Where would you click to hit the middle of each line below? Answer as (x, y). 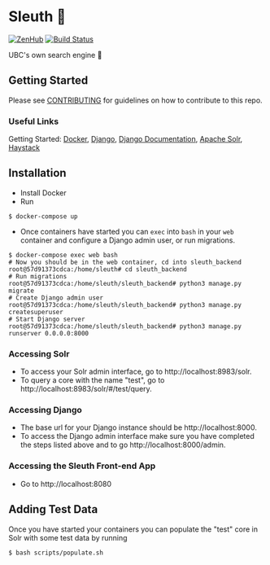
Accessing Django (46, 410)
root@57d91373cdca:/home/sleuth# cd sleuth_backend (98, 269)
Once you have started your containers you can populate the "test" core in (133, 529)
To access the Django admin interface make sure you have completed (137, 436)
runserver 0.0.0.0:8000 (49, 333)
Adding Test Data (53, 509)
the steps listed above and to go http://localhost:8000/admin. (123, 445)
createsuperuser (36, 312)
